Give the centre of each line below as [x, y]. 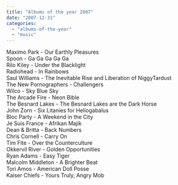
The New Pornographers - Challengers [55, 85]
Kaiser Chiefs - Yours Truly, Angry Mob [55, 175]
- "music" [24, 35]
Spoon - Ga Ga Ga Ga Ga [38, 59]
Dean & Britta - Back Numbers [44, 130]
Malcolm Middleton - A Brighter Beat [52, 162]
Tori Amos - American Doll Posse [48, 169]
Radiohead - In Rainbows [38, 71]
